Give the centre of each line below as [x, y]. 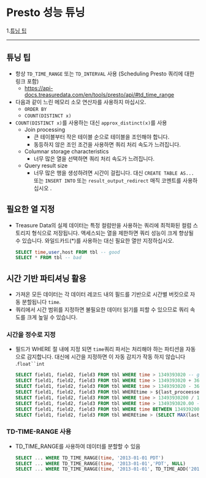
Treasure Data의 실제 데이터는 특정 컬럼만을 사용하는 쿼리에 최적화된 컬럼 [103, 225]
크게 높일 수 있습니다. [52, 317]
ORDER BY [36, 109]
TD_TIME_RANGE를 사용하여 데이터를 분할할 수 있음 [78, 446]
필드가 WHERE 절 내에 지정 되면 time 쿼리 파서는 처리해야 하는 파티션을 [100, 349]
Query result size [46, 165]
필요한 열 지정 [31, 209]
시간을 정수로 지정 [31, 335]
